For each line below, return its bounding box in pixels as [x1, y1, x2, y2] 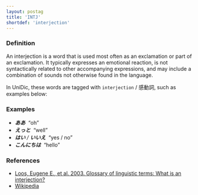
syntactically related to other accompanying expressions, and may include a [6, 65, 191, 72]
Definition [6, 39, 35, 47]
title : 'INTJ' [6, 14, 41, 20]
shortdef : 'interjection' [6, 19, 70, 25]
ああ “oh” [14, 119, 40, 126]
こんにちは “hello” [14, 141, 60, 148]
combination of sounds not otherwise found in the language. [6, 71, 154, 79]
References [6, 156, 40, 164]
